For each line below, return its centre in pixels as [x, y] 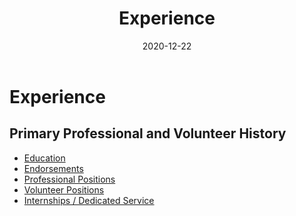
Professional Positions [69, 179]
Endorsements [53, 168]
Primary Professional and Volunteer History [148, 133]
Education [44, 158]
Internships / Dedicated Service [89, 200]
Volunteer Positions [64, 189]
